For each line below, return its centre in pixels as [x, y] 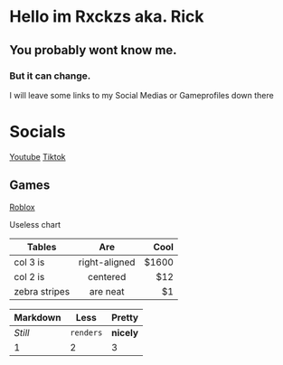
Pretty [125, 317]
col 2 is [29, 276]
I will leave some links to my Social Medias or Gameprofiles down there [141, 95]
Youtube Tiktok [38, 156]
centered [107, 276]
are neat [107, 291]
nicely [125, 332]
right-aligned [107, 262]
